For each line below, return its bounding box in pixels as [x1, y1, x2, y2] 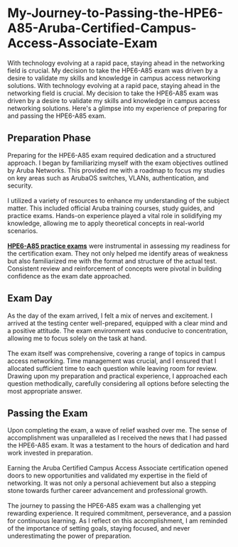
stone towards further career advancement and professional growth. [7, 487, 208, 495]
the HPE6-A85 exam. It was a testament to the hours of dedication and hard [7, 441, 229, 450]
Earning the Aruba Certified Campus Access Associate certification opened [7, 464, 229, 472]
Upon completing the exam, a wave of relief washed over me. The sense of [7, 426, 227, 435]
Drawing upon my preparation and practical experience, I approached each [7, 372, 227, 380]
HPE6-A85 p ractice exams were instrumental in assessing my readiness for [7, 242, 231, 250]
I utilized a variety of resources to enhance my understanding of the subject [7, 196, 229, 205]
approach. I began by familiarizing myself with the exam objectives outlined [7, 158, 229, 167]
